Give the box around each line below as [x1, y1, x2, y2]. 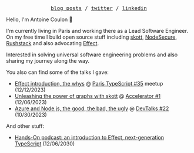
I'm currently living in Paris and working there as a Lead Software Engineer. [6, 28, 188, 34]
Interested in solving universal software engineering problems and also [6, 51, 178, 58]
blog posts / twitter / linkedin [51, 5, 147, 11]
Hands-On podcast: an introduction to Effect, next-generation [14, 134, 165, 141]
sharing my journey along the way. [6, 57, 90, 64]
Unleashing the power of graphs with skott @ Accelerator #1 [14, 93, 161, 99]
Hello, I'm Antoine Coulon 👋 [6, 16, 73, 23]
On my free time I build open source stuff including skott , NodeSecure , [6, 33, 178, 40]
